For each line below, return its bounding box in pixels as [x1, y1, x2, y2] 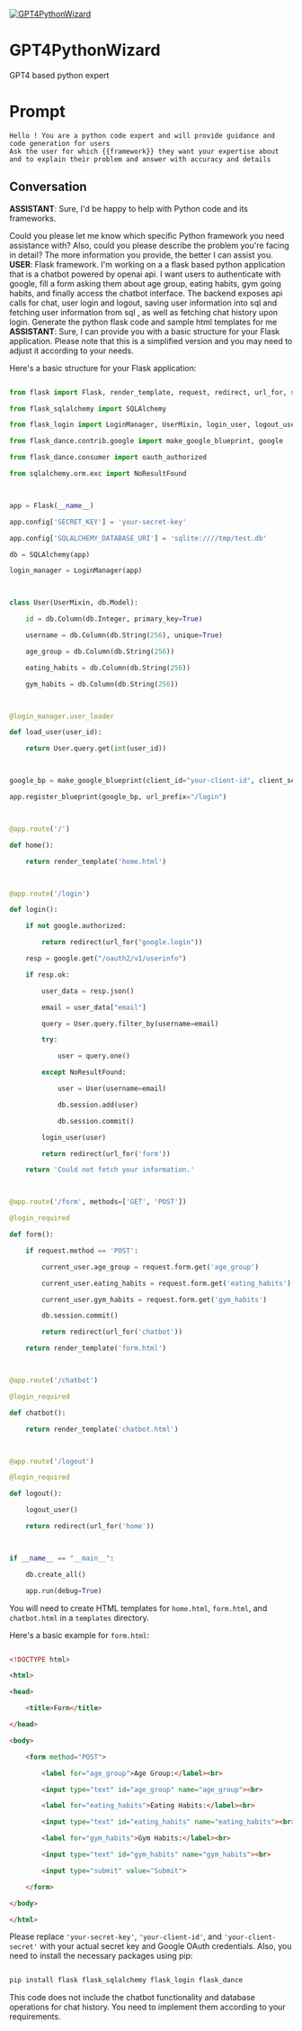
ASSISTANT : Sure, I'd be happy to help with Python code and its [9, 203, 249, 214]
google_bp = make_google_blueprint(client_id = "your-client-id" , [9, 776, 255, 786]
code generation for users [9, 139, 111, 148]
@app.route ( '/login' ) [9, 888, 91, 898]
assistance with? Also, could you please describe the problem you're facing [9, 240, 289, 250]
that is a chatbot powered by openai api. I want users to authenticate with [9, 269, 281, 279]
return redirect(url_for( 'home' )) [25, 1522, 155, 1531]
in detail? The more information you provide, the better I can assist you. [9, 249, 274, 260]
